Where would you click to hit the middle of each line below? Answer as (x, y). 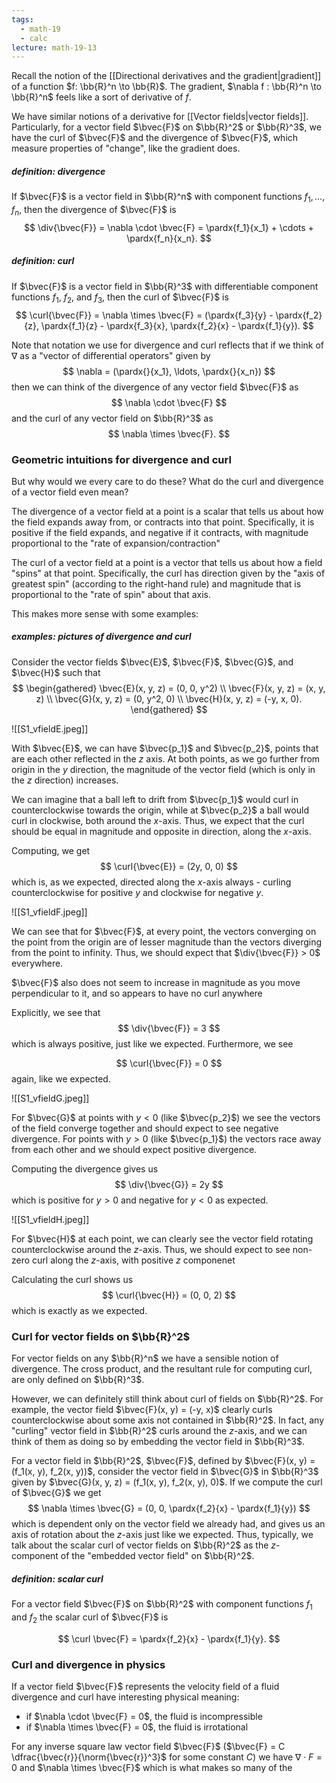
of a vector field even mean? (70, 492)
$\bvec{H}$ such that (56, 672)
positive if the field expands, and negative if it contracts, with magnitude (160, 532)
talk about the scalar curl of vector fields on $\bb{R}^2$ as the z (144, 1545)
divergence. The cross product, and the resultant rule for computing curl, (162, 1369)
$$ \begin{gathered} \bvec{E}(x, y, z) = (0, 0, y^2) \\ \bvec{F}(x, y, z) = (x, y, (169, 688)
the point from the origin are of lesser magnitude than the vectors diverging (167, 942)
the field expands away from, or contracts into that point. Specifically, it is (163, 522)
